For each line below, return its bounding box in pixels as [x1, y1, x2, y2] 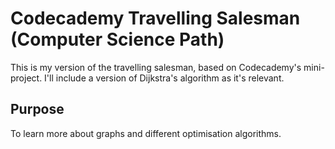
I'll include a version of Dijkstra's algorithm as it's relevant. [44, 72, 285, 84]
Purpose [10, 101, 65, 118]
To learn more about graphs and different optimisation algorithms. [10, 127, 282, 139]
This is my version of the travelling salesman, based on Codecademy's [10, 61, 302, 73]
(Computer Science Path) [10, 28, 225, 51]
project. [10, 72, 43, 84]
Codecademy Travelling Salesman [10, 7, 301, 30]
